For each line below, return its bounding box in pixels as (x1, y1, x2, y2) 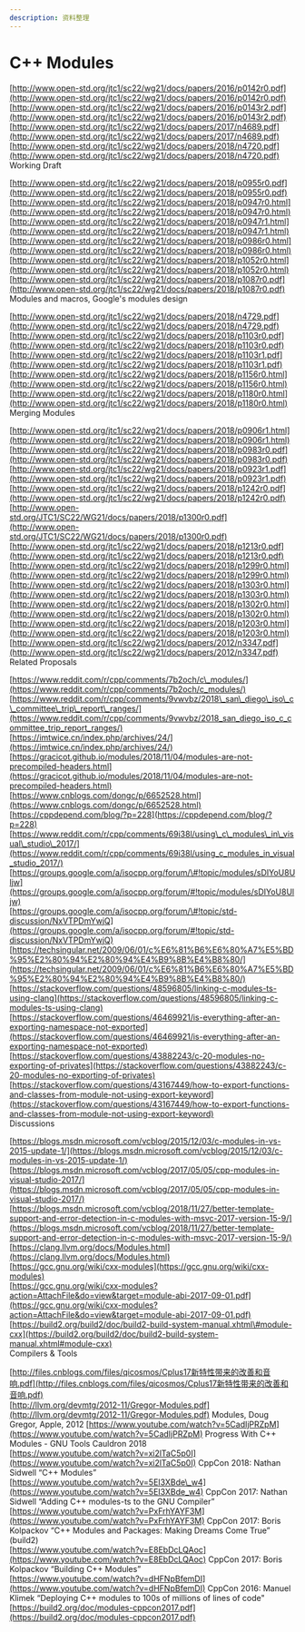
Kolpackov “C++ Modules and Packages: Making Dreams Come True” (9, 1525, 271, 1536)
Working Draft (9, 160, 62, 171)
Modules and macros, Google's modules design (9, 292, 188, 304)
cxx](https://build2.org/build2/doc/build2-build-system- (9, 1328, 220, 1340)
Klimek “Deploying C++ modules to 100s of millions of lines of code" (9, 1592, 265, 1603)
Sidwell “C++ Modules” (9, 1467, 97, 1478)
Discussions (9, 1118, 55, 1129)
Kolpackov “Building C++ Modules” (9, 1563, 142, 1574)
